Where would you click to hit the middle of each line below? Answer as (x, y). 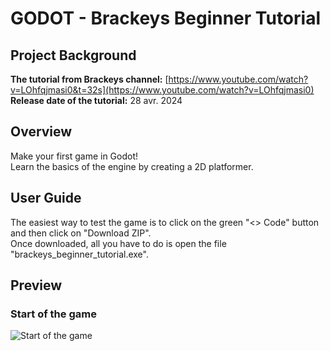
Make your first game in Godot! (74, 156)
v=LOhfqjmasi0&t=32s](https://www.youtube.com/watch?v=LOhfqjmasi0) (162, 90)
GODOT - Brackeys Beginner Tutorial (166, 18)
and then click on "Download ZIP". (81, 233)
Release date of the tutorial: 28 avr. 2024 (96, 100)
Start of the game (53, 314)
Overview (41, 132)
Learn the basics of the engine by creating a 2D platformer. (132, 166)
